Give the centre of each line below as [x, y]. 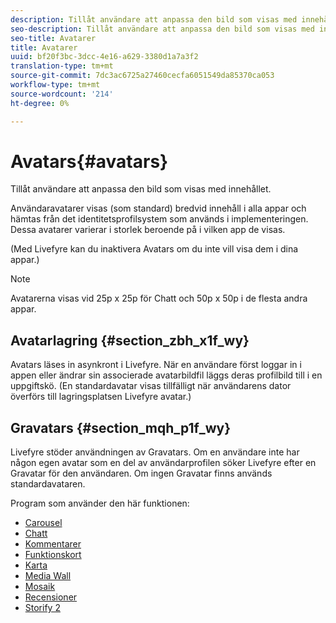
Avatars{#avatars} [89, 161]
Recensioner [51, 597]
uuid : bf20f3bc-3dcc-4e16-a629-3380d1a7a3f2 [104, 57]
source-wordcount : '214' [62, 94]
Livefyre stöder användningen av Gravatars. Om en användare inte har [155, 452]
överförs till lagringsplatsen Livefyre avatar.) [101, 397]
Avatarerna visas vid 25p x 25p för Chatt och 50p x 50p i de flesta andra [159, 298]
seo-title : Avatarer [53, 38]
